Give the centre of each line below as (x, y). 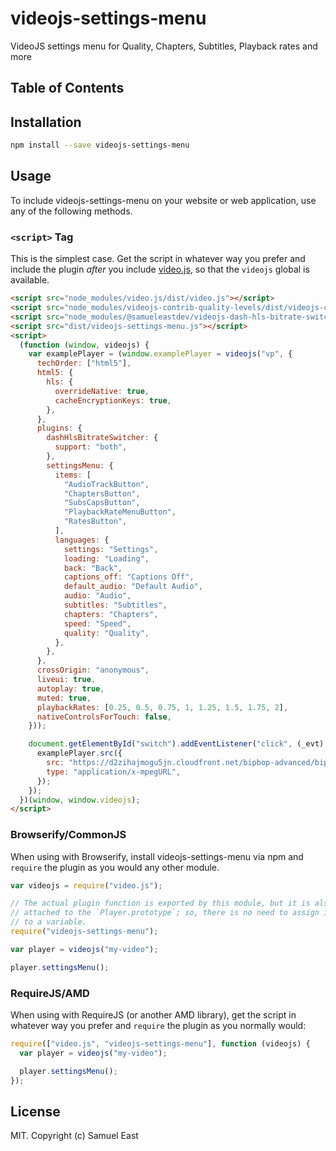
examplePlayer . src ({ (79, 753)
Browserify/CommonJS (68, 835)
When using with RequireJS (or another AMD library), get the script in (153, 1014)
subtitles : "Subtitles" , (115, 605)
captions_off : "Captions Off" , (129, 577)
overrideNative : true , (102, 391)
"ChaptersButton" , (102, 493)
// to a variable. (48, 922)
